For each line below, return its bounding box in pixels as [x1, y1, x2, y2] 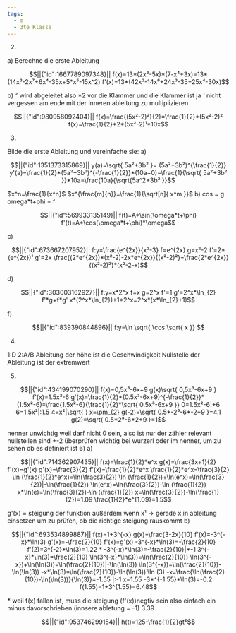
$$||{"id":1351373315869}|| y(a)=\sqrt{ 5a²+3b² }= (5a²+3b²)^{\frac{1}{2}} [10, 161, 227, 170]
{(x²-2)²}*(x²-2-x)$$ [89, 261, 148, 269]
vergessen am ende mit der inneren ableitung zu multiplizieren [7, 99, 189, 107]
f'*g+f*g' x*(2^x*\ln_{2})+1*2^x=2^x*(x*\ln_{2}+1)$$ [41, 296, 196, 304]
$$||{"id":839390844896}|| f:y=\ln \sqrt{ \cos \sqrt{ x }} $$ [31, 323, 206, 332]
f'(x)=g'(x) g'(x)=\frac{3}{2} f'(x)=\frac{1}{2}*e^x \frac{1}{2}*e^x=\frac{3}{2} [7, 466, 230, 474]
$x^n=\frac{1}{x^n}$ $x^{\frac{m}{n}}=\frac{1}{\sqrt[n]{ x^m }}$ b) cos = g [7, 190, 225, 199]
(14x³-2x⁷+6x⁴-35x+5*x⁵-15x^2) [7, 78, 101, 86]
